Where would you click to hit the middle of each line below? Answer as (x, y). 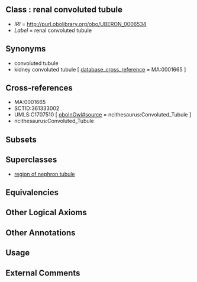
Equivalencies (32, 192)
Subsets (21, 139)
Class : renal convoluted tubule (64, 10)
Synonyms (26, 49)
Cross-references (39, 88)
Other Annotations (41, 233)
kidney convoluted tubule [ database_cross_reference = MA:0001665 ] (100, 69)
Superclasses (31, 160)
